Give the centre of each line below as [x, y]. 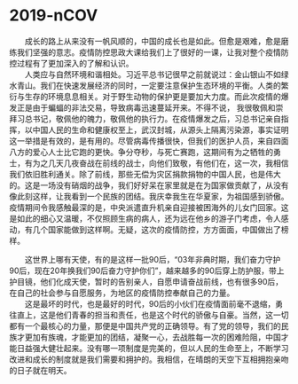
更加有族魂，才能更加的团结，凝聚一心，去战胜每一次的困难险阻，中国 [153, 337]
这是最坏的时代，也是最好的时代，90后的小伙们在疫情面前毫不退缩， [150, 303]
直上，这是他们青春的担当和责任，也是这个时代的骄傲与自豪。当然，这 [145, 315]
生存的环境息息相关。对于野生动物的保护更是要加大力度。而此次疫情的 [153, 96]
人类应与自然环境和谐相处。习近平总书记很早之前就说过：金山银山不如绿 [157, 74]
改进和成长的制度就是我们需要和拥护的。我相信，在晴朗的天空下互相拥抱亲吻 [149, 359]
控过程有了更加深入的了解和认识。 [71, 63]
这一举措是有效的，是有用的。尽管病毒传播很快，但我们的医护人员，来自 [141, 141]
